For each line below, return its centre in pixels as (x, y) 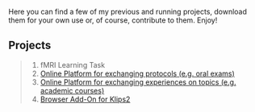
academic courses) (72, 90)
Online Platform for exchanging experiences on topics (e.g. (138, 82)
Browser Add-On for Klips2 (85, 99)
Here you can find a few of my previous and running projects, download (128, 12)
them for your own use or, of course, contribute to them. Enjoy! (113, 20)
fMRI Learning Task (73, 64)
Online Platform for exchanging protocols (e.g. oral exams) (138, 73)
